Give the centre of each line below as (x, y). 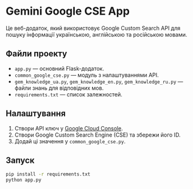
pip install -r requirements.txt (48, 174)
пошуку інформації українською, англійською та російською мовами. (96, 34)
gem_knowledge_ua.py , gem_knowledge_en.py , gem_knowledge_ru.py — (99, 81)
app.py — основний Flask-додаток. (59, 68)
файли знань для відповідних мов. (59, 88)
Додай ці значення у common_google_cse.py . (70, 141)
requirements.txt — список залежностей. (68, 94)
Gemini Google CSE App (68, 11)
